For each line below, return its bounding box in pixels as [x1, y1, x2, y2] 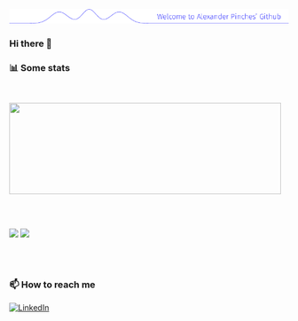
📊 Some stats [9, 61, 71, 74]
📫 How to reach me [9, 278, 96, 291]
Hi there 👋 [9, 37, 53, 50]
